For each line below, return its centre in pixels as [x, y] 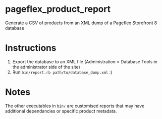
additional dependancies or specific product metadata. [61, 111]
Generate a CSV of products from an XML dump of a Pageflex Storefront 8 [81, 23]
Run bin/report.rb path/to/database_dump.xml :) [62, 72]
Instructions [31, 48]
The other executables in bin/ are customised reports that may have [75, 106]
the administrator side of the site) [46, 67]
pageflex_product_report [58, 9]
